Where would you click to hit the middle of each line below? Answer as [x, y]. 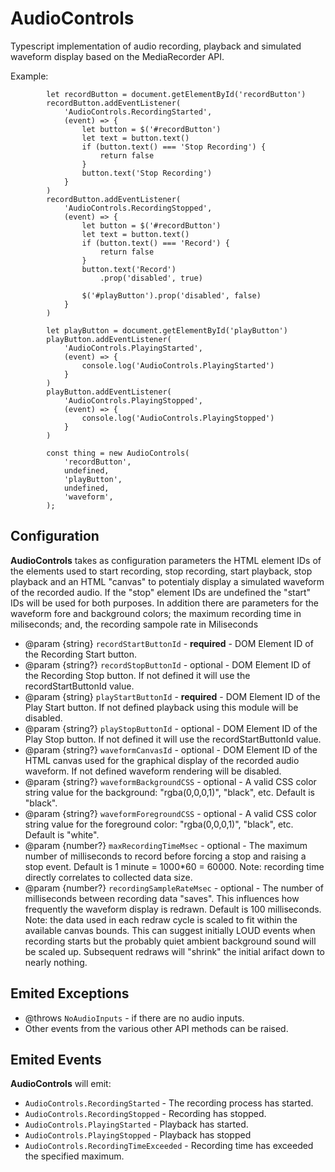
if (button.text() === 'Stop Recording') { [174, 147]
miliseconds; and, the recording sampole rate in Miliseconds [134, 624]
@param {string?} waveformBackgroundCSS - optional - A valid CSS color [170, 781]
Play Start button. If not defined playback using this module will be [161, 707]
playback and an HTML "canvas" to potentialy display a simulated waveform [167, 581]
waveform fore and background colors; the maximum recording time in [156, 613]
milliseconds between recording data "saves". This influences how [162, 898]
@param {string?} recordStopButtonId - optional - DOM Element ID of [168, 664]
